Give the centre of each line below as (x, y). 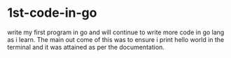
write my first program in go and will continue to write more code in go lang (116, 32)
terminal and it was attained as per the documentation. (86, 47)
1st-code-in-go (52, 13)
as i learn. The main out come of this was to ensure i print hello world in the (116, 39)
